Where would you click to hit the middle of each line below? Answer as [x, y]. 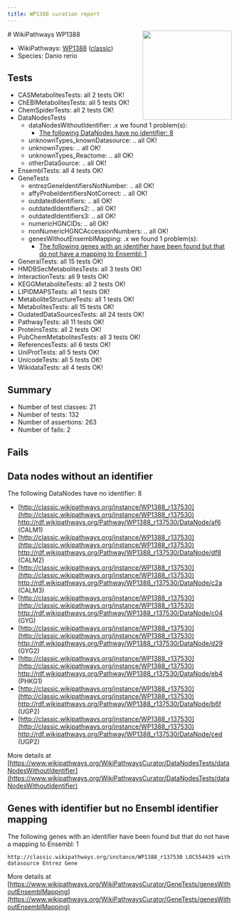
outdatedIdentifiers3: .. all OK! [72, 216]
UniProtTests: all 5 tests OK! [58, 353]
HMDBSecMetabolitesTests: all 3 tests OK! [80, 269]
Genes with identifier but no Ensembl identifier [113, 808]
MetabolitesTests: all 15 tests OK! [66, 307]
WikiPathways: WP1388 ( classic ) [65, 48]
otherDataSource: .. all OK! [67, 163]
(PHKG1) [30, 682]
